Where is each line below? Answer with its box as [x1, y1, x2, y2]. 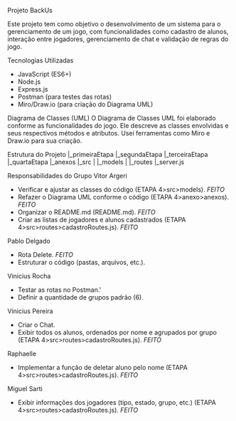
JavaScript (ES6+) [17, 70, 72, 78]
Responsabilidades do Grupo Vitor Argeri [7, 172, 128, 180]
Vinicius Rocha [7, 272, 51, 280]
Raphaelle [7, 349, 37, 358]
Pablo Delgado [7, 237, 51, 245]
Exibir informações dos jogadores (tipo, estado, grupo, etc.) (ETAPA [17, 398, 217, 407]
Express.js [17, 85, 48, 93]
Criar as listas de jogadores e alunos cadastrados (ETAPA [17, 216, 186, 224]
